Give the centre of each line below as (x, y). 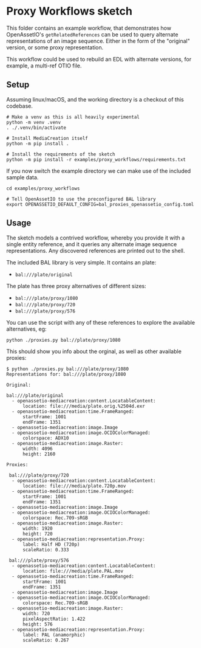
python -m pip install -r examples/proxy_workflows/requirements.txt (96, 159)
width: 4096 (37, 449)
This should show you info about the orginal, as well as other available (94, 351)
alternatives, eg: (26, 329)
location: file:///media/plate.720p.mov (74, 486)
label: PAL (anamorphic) (54, 635)
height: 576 (37, 624)
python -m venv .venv (34, 122)
